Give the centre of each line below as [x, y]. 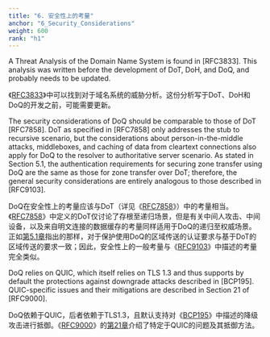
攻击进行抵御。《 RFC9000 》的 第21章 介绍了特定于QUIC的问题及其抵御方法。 [134, 325]
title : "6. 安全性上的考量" [51, 16]
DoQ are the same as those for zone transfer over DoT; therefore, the [123, 173]
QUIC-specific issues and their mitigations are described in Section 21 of [129, 290]
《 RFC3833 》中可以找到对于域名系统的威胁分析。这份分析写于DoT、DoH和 [130, 95]
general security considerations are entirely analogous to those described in [135, 181]
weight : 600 [28, 31]
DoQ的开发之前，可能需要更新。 [62, 105]
